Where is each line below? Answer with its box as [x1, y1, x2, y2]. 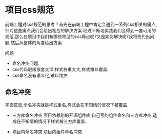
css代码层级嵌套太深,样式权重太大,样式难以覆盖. [12, 66, 109, 72]
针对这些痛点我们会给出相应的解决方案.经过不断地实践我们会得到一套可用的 [5, 27, 156, 33]
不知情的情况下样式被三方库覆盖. [20, 118, 86, 124]
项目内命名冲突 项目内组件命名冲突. [12, 128, 83, 134]
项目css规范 [5, 4, 54, 16]
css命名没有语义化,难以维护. [12, 72, 69, 78]
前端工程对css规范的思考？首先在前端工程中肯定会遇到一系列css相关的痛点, [5, 21, 157, 27]
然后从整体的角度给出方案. [10, 39, 63, 45]
